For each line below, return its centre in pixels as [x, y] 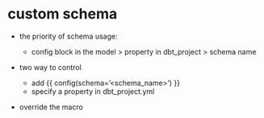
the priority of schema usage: [68, 36]
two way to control [50, 67]
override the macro [51, 107]
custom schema [63, 14]
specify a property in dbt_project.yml [93, 91]
